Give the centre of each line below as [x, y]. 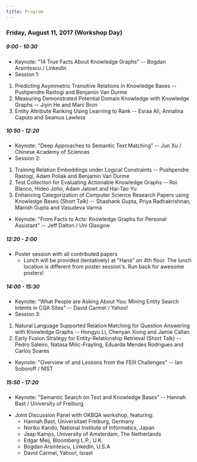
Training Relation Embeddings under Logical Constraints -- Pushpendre [102, 170]
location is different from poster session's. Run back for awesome [104, 267]
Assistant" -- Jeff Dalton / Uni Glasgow [62, 226]
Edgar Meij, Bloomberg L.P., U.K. [63, 441]
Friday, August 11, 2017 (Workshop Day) [64, 32]
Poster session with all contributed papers [66, 254]
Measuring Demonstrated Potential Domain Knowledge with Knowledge [102, 98]
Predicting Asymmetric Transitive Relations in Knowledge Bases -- [96, 86]
